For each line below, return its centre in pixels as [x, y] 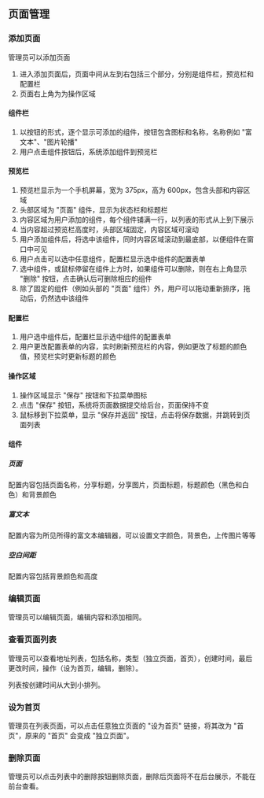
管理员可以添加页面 [39, 57]
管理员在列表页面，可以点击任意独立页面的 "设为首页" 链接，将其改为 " [123, 726]
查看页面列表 [33, 640]
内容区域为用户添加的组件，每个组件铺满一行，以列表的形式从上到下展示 [136, 220]
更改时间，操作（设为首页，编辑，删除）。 [75, 668]
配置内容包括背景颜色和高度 [53, 576]
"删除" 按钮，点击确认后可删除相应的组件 [86, 279]
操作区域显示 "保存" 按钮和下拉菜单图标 [83, 395]
